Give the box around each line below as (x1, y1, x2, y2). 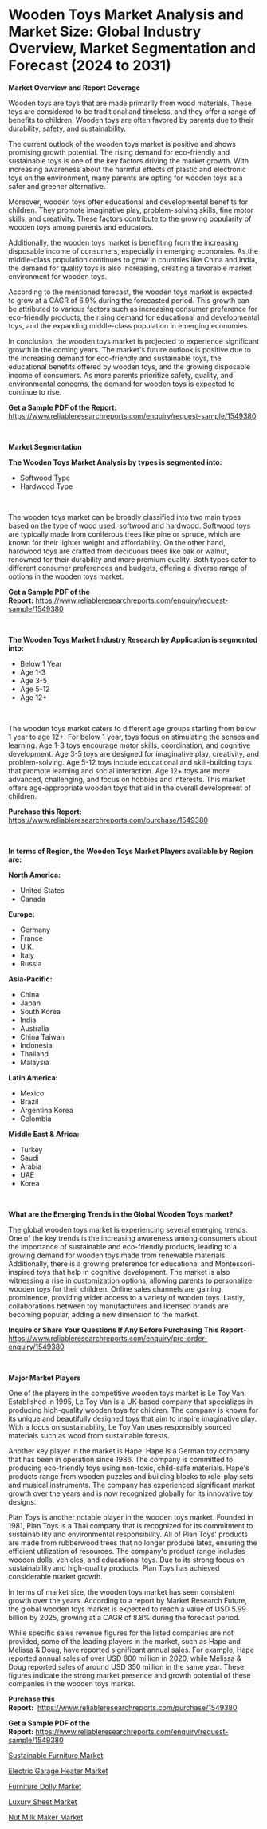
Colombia (19, 1114, 52, 1123)
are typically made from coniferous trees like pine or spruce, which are (8, 529, 241, 539)
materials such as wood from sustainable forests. (8, 1430, 170, 1440)
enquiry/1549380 (8, 1342, 65, 1351)
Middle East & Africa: (8, 1129, 80, 1139)
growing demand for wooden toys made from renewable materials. (8, 1250, 227, 1260)
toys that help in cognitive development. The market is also (36, 1267, 230, 1276)
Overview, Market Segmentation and (8, 40, 257, 57)
